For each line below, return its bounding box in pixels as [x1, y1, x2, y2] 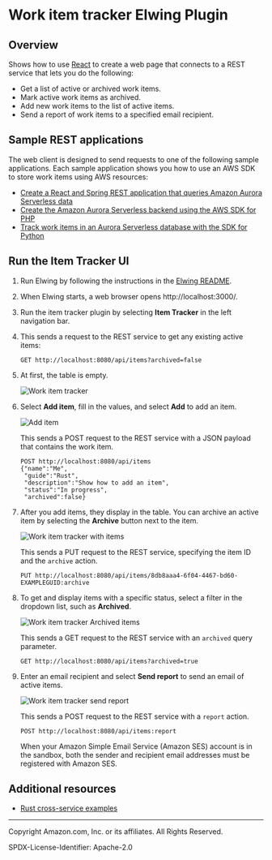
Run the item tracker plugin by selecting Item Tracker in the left [19, 307, 232, 317]
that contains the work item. [19, 441, 114, 451]
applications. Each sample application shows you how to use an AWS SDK [8, 163, 256, 173]
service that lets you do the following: [8, 68, 134, 78]
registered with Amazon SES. [19, 759, 117, 768]
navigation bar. [19, 316, 70, 325]
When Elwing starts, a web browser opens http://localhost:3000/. [19, 291, 238, 301]
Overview [8, 38, 59, 52]
